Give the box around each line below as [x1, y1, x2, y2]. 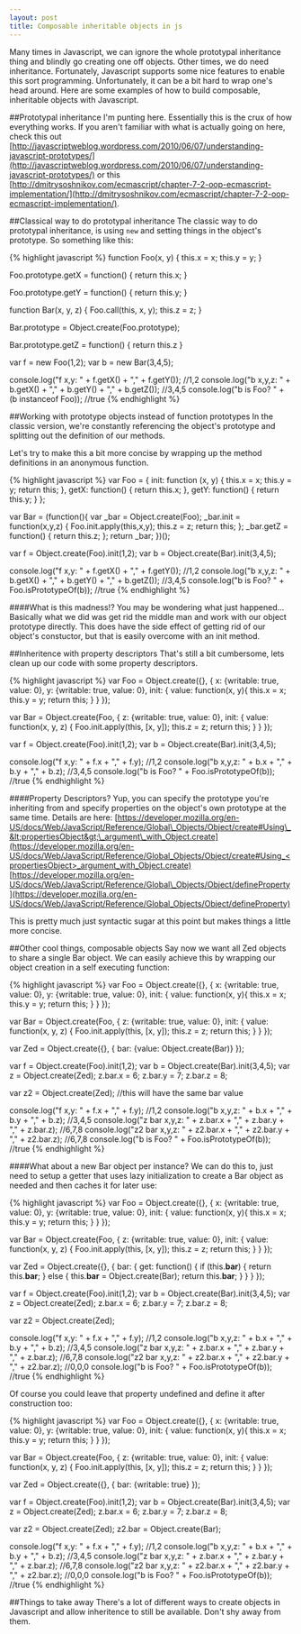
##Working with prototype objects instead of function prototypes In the [9, 411, 274, 422]
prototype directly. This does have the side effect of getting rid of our [9, 621, 266, 632]
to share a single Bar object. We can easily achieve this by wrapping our [9, 952, 276, 963]
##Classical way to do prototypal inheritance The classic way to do [9, 215, 258, 226]
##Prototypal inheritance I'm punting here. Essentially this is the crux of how [9, 112, 292, 123]
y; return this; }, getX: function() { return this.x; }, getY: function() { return [9, 484, 279, 495]
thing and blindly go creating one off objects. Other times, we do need [9, 56, 270, 67]
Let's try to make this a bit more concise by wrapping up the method [9, 447, 262, 458]
